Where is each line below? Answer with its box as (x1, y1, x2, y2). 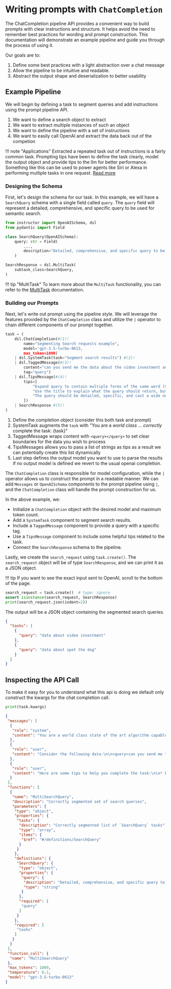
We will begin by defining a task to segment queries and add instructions (5, 101, 158, 107)
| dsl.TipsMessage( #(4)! (14, 374, 67, 379)
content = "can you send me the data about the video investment (23, 365, 160, 370)
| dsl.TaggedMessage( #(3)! (14, 360, 72, 366)
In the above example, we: (5, 496, 61, 502)
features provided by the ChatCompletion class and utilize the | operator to (5, 317, 161, 323)
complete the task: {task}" (12, 427, 68, 433)
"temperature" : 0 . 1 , (7, 970, 51, 975)
